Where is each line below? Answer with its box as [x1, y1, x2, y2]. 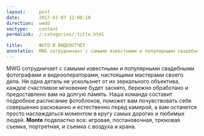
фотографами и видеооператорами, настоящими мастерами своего [6, 71, 184, 78]
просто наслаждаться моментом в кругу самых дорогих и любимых [6, 110, 185, 117]
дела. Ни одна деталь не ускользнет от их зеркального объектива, [6, 77, 180, 85]
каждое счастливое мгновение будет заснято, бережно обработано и [6, 84, 188, 91]
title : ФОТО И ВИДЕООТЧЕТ [6, 42, 86, 49]
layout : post [6, 8, 50, 15]
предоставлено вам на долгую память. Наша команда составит [6, 90, 173, 98]
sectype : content [6, 25, 59, 32]
